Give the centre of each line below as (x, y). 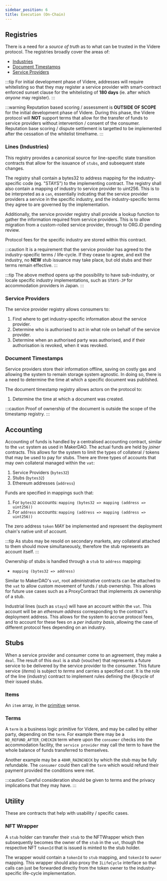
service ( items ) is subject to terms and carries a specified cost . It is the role (83, 671)
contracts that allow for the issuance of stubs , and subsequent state (75, 163)
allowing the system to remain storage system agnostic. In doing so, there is (83, 374)
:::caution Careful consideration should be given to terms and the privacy (80, 780)
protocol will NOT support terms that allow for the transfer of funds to (77, 118)
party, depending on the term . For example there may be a (65, 734)
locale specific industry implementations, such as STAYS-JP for (69, 280)
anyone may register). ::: (30, 98)
